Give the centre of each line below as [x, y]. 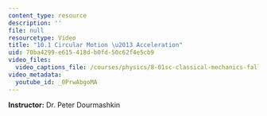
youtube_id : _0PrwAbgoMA [56, 82]
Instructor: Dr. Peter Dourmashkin [64, 105]
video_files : [30, 60]
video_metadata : [35, 75]
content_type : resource [48, 15]
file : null [26, 30]
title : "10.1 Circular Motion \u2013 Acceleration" [95, 45]
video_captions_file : [51, 68]
